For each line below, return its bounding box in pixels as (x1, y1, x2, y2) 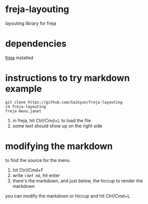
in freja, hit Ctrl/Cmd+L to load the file (12, 117, 92, 123)
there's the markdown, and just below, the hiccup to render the (12, 178, 143, 184)
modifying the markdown (5, 140, 113, 152)
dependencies (5, 38, 67, 49)
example (5, 83, 42, 94)
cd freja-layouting (5, 104, 46, 109)
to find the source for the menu (5, 157, 70, 163)
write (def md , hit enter (12, 172, 60, 178)
